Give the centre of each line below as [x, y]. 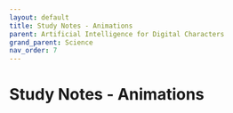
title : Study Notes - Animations [71, 26]
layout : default [39, 17]
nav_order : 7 [33, 51]
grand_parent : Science [51, 42]
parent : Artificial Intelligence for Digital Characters [117, 34]
